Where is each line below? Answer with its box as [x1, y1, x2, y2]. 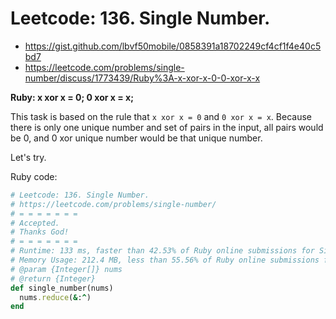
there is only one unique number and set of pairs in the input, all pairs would [10, 121, 324, 133]
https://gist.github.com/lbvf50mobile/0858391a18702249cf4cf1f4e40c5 [24, 40, 322, 52]
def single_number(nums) [10, 283, 114, 293]
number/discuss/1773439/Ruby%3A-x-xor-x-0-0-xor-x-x [24, 72, 261, 84]
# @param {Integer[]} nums [10, 264, 123, 274]
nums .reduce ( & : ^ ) [19, 292, 92, 302]
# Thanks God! [10, 227, 70, 237]
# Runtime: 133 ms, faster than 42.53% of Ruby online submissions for [10, 246, 315, 256]
